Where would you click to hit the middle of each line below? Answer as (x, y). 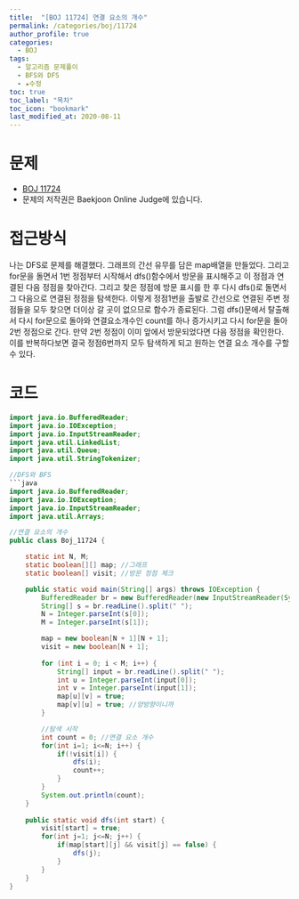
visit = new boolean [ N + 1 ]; (95, 647)
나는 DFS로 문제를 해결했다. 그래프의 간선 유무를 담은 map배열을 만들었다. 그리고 (149, 265)
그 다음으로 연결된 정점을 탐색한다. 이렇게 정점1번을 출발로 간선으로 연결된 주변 (145, 298)
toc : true (28, 92)
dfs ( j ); (87, 854)
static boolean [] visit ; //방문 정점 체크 (99, 573)
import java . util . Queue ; (55, 450)
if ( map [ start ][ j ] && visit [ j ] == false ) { (137, 845)
